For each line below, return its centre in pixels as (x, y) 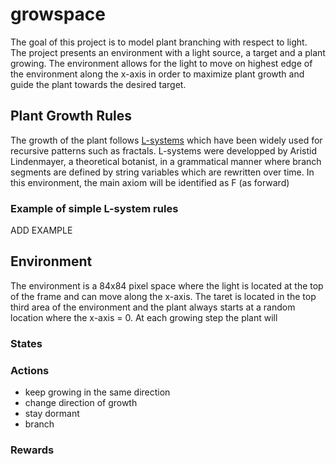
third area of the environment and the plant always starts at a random (153, 307)
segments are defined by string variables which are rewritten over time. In (162, 172)
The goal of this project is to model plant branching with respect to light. (159, 42)
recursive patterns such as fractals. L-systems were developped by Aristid (164, 150)
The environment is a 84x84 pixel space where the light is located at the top (167, 285)
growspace (58, 14)
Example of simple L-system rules (94, 208)
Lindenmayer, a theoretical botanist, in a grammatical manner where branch (166, 161)
